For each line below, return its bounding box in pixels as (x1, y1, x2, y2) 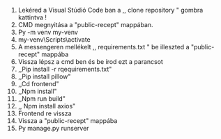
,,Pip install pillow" (17, 72, 71, 81)
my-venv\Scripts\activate (17, 35, 91, 44)
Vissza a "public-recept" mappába (17, 117, 118, 124)
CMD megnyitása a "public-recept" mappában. (17, 21, 153, 28)
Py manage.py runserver (17, 124, 89, 132)
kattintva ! (17, 13, 47, 22)
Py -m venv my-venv (17, 28, 79, 36)
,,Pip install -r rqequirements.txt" (17, 65, 112, 73)
